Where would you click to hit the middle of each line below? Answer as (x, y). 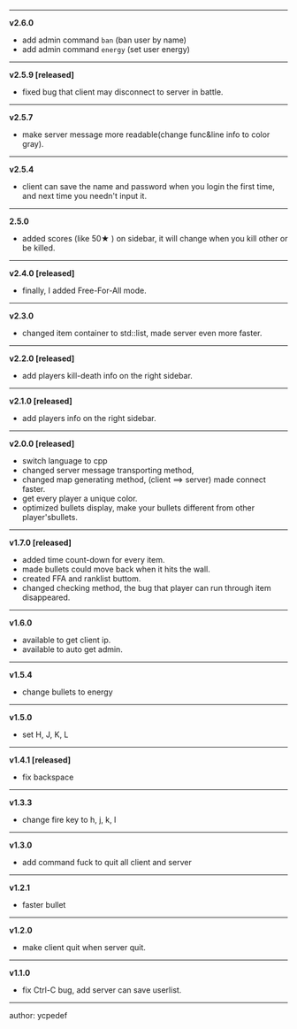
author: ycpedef (38, 1015)
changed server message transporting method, (108, 470)
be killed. (38, 248)
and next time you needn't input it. (84, 196)
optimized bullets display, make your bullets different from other (138, 508)
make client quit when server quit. (84, 947)
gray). (33, 144)
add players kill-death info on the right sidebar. (107, 376)
